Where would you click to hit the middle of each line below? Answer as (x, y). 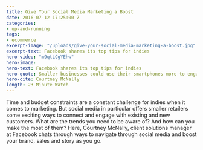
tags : (13, 34)
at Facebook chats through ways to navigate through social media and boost (101, 134)
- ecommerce (21, 40)
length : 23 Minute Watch (37, 85)
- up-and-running (28, 29)
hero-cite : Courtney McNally (43, 79)
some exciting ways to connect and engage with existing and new (88, 115)
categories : (21, 23)
